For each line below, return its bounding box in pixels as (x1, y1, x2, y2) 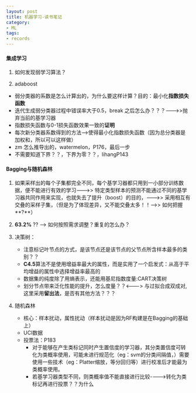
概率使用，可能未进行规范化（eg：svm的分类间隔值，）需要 (47, 351, 190, 358)
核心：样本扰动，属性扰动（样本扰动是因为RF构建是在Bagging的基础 (23, 315, 188, 322)
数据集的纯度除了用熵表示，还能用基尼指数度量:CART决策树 (23, 275, 167, 282)
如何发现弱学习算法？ (14, 68, 66, 76)
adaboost (14, 80, 38, 88)
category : (6, 19, 30, 25)
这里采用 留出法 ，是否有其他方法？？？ (23, 290, 116, 297)
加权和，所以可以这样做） (14, 136, 77, 143)
